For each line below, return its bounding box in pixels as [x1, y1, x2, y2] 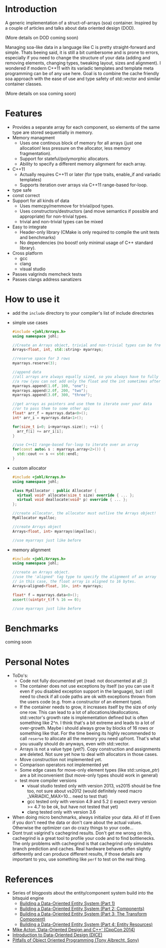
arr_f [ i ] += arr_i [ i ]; [17, 429, 64, 434]
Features [5, 108, 42, 119]
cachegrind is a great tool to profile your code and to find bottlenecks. [12, 835, 156, 841]
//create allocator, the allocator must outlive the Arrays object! [12, 511, 157, 516]
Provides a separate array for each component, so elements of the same [12, 124, 160, 130]
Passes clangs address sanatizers [12, 276, 82, 282]
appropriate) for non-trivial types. [19, 213, 88, 219]
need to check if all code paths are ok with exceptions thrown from [19, 694, 156, 700]
